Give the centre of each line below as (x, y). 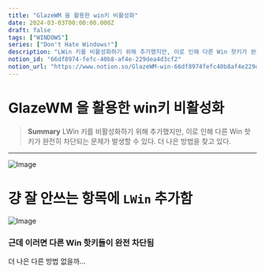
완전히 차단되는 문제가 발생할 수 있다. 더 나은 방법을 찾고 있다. (136, 141)
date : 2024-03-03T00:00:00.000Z (61, 23)
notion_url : (28, 67)
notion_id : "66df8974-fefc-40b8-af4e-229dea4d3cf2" (95, 60)
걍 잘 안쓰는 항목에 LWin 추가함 (101, 198)
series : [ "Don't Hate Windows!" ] (63, 45)
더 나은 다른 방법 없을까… (47, 261)
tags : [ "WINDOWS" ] (38, 37)
